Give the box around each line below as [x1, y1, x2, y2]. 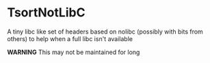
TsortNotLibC [7, 5, 86, 21]
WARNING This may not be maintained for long [7, 48, 140, 56]
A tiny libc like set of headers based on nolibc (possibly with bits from [7, 27, 203, 36]
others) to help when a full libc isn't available [7, 34, 133, 42]
